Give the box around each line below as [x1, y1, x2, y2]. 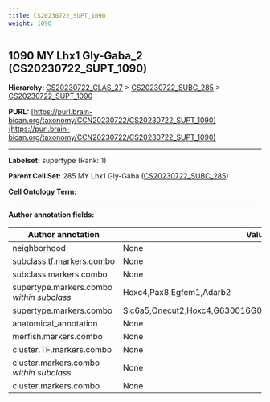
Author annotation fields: [8, 210, 95, 219]
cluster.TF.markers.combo [12, 344, 112, 355]
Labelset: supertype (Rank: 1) [8, 156, 107, 166]
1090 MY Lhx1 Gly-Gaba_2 [8, 49, 143, 63]
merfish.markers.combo [12, 331, 103, 343]
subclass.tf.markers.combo [12, 256, 115, 267]
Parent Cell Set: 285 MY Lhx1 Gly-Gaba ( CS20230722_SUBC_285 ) [8, 171, 229, 181]
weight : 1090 [8, 19, 52, 27]
